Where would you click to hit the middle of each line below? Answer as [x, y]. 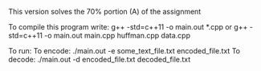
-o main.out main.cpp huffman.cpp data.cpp [117, 35]
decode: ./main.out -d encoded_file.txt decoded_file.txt [100, 59]
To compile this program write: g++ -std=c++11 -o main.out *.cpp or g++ [128, 27]
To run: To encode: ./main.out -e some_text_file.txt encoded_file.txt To [124, 51]
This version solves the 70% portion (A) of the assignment [105, 12]
